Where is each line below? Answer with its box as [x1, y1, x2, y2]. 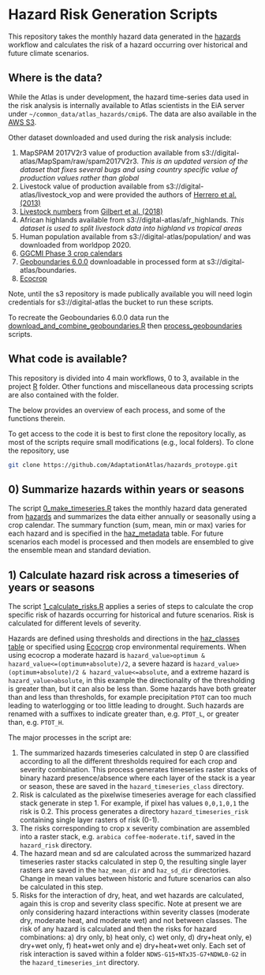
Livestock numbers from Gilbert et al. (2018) [19, 207, 163, 216]
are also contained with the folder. [8, 390, 119, 399]
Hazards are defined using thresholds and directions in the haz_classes [8, 633, 241, 644]
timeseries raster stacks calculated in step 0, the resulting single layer [19, 857, 247, 867]
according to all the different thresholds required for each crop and [19, 756, 237, 766]
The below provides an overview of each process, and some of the [8, 405, 226, 415]
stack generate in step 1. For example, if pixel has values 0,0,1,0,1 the [19, 798, 249, 808]
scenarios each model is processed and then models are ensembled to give [8, 537, 255, 547]
